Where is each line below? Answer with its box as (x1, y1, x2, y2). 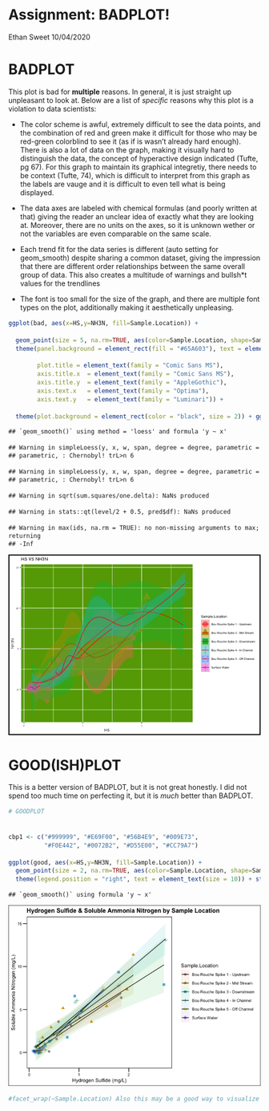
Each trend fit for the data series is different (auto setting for (19, 244, 219, 254)
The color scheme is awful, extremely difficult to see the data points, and (19, 119, 261, 129)
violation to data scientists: (8, 104, 97, 113)
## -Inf (8, 540, 34, 548)
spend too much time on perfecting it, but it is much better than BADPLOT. (8, 791, 254, 800)
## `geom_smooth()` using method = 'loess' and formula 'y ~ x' (8, 428, 227, 436)
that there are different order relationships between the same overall (19, 261, 246, 271)
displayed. (19, 187, 54, 197)
